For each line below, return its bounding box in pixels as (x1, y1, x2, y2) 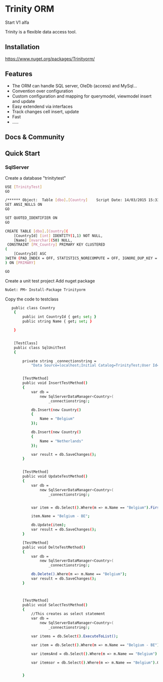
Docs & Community (5, 133, 65, 141)
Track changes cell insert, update (12, 108, 79, 115)
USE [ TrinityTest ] (5, 184, 42, 189)
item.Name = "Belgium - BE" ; (31, 514, 90, 519)
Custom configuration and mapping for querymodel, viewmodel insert (12, 93, 152, 99)
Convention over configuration (12, 88, 74, 94)
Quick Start (5, 150, 40, 158)
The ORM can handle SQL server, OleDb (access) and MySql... (12, 83, 137, 88)
